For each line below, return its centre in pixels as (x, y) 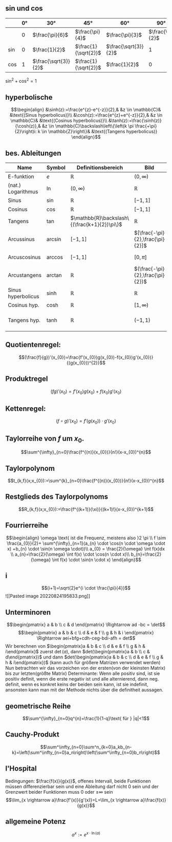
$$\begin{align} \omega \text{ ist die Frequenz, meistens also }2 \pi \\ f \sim (86, 538)
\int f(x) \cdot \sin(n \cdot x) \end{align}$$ (97, 559)
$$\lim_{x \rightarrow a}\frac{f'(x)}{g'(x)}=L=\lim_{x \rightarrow (73, 800)
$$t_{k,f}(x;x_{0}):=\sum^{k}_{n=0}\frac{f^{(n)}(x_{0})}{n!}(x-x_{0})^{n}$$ (86, 481)
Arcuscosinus (24, 258)
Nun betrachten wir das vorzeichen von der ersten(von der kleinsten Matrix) (85, 668)
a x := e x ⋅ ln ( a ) (86, 834)
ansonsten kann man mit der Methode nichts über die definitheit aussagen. (84, 690)
